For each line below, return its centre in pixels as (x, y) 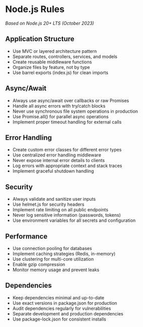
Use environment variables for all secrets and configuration (74, 220)
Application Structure (40, 39)
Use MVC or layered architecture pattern (55, 51)
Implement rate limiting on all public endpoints (60, 210)
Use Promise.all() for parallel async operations (61, 116)
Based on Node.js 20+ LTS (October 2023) (50, 23)
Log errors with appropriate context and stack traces (67, 166)
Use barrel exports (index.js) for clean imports (60, 72)
